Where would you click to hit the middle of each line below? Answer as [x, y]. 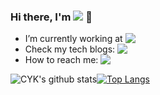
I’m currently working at [73, 39]
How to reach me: [61, 60]
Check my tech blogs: [70, 49]
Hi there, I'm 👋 [51, 17]
